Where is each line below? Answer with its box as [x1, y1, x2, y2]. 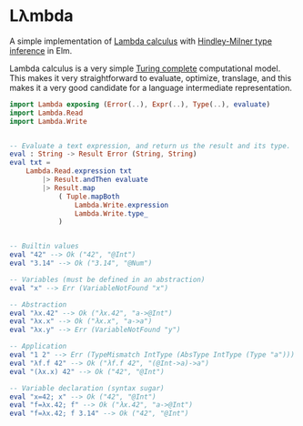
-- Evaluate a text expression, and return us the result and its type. [9, 141, 291, 150]
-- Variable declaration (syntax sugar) [9, 383, 166, 392]
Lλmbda [9, 5, 75, 26]
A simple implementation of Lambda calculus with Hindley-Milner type [9, 35, 273, 46]
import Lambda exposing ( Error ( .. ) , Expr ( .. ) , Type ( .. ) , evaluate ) [9, 99, 271, 109]
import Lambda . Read [9, 108, 84, 117]
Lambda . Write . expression [74, 200, 169, 209]
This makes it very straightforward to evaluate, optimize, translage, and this [9, 72, 292, 83]
